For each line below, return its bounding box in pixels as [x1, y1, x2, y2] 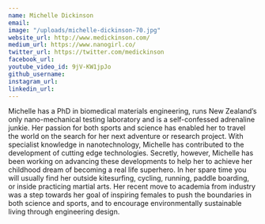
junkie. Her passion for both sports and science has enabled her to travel [8, 123, 246, 133]
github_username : [8, 70, 66, 78]
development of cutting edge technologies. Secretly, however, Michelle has [8, 148, 254, 158]
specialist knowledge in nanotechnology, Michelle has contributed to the [8, 140, 244, 150]
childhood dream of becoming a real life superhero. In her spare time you [8, 165, 247, 174]
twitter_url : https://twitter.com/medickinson [8, 48, 165, 56]
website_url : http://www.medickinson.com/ [8, 33, 150, 42]
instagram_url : [8, 77, 59, 85]
